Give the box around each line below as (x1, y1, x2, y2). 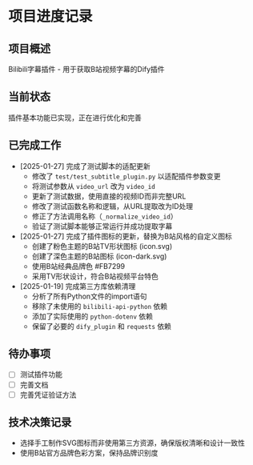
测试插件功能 (19, 370, 62, 379)
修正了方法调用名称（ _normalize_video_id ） (31, 211, 178, 221)
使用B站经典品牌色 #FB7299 (31, 261, 126, 271)
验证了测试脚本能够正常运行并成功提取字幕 (31, 221, 173, 230)
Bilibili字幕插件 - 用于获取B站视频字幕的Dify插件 (8, 65, 166, 74)
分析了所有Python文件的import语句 (31, 291, 147, 301)
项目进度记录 (8, 7, 94, 26)
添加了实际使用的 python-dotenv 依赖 (31, 311, 154, 321)
